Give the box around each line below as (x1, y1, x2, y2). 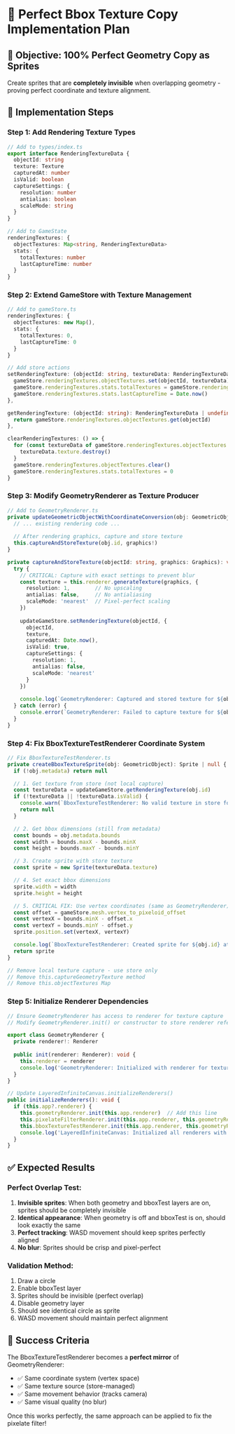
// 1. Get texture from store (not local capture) (13, 780, 164, 787)
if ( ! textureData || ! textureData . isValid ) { (13, 793, 149, 800)
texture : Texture (13, 163, 64, 170)
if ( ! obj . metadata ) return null (13, 768, 108, 775)
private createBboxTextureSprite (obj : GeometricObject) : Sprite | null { (7, 760, 227, 768)
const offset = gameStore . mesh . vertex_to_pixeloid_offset (13, 909, 187, 916)
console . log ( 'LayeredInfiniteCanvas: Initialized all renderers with (20, 1129, 227, 1136)
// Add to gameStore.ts (7, 306, 77, 313)
